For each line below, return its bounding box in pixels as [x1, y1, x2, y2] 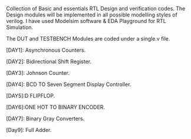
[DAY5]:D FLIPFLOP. [6, 92, 55, 99]
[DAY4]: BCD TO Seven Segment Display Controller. [6, 81, 131, 88]
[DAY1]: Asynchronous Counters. [6, 47, 86, 54]
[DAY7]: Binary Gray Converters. [6, 115, 85, 122]
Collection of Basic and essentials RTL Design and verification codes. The [6, 5, 186, 12]
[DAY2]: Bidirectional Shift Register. [6, 58, 92, 65]
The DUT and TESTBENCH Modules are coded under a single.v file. [6, 35, 170, 42]
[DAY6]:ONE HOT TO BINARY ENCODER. [6, 104, 105, 111]
